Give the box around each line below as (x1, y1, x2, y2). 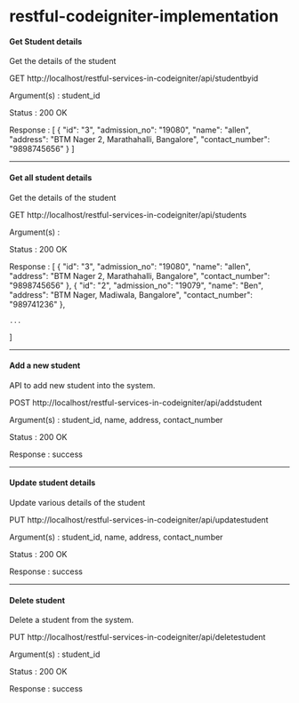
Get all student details (9, 172, 93, 183)
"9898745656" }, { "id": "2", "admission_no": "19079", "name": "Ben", (9, 280, 264, 291)
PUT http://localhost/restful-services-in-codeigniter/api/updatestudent (9, 515, 269, 525)
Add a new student (9, 360, 81, 371)
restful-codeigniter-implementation (9, 6, 279, 27)
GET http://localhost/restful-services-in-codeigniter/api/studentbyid (9, 73, 259, 84)
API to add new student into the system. (9, 379, 156, 390)
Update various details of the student (9, 498, 146, 507)
